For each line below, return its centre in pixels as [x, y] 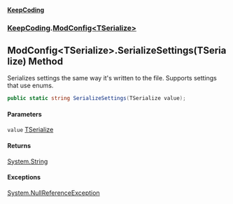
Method [46, 61]
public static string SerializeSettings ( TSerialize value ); [97, 99]
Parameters [24, 114]
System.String [28, 161]
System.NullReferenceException [54, 193]
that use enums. [30, 86]
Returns [19, 146]
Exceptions [24, 177]
